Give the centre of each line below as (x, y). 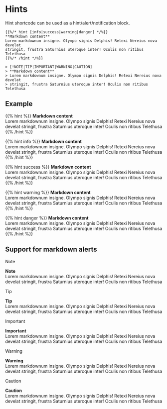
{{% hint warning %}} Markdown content (48, 192)
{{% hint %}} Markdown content (39, 116)
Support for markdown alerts (51, 250)
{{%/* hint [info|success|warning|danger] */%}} (57, 32)
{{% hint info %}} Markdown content (44, 141)
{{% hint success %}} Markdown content (48, 167)
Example (19, 104)
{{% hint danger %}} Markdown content (47, 218)
